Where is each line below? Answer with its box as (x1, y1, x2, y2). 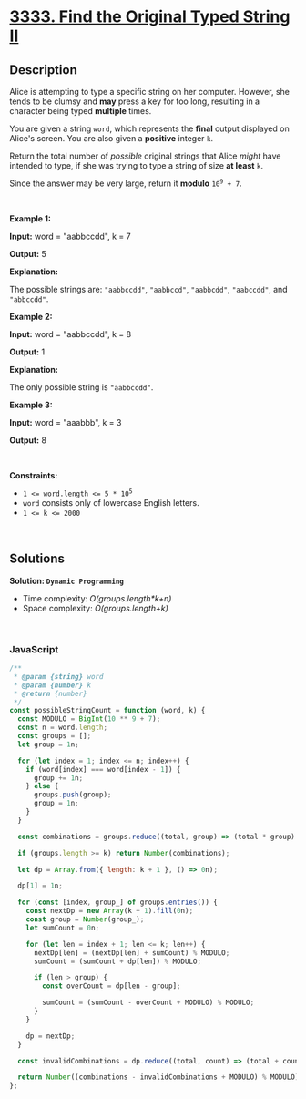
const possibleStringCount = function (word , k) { (9, 706, 206, 715)
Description (9, 62, 77, 77)
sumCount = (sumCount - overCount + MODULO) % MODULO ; (42, 998, 255, 1008)
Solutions (9, 551, 66, 567)
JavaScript (9, 642, 59, 655)
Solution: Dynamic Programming (9, 575, 125, 586)
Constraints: (9, 470, 58, 480)
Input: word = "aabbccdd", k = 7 (9, 231, 131, 241)
